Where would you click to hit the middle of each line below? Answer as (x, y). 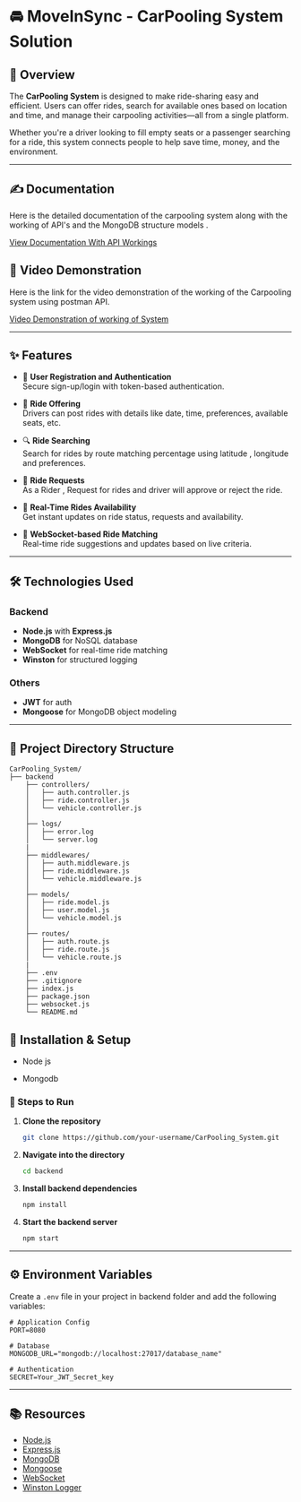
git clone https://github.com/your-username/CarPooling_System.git (150, 1138)
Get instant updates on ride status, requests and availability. (133, 517)
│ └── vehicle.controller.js (84, 808)
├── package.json (58, 997)
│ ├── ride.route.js (68, 950)
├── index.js (50, 989)
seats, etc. (41, 423)
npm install (44, 1205)
